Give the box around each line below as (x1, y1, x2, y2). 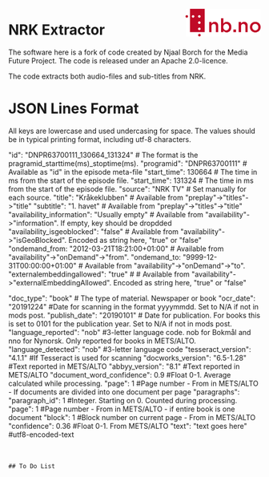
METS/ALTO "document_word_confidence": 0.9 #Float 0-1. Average (8, 370, 231, 379)
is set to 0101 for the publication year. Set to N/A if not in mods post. (8, 318, 232, 329)
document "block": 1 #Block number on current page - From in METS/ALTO (8, 412, 256, 422)
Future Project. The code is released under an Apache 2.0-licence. (8, 55, 228, 65)
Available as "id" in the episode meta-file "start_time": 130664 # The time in (8, 167, 258, 176)
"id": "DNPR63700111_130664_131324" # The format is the (8, 150, 199, 160)
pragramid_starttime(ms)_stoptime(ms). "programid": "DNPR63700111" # (8, 158, 247, 168)
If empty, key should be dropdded (60, 218, 172, 228)
